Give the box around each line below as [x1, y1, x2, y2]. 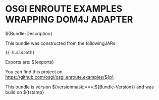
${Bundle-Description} [5, 30, 52, 36]
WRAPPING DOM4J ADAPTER [5, 14, 133, 25]
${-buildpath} [5, 50, 35, 55]
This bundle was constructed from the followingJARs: [5, 40, 117, 46]
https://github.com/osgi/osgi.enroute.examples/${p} [5, 74, 114, 80]
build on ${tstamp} [5, 89, 44, 95]
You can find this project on [5, 69, 63, 75]
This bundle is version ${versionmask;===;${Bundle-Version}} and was [5, 84, 154, 90]
